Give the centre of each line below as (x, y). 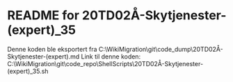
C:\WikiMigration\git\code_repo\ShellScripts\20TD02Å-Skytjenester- (105, 63)
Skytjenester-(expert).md (43, 57)
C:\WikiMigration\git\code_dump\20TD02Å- (161, 49)
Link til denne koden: (111, 57)
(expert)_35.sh (28, 71)
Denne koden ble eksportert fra (52, 49)
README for (43, 16)
